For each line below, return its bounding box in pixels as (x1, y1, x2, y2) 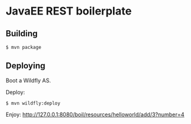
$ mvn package (5, 44, 42, 50)
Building (5, 28, 38, 39)
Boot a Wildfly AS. (5, 77, 51, 84)
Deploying (5, 60, 46, 71)
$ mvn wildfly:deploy (5, 100, 61, 106)
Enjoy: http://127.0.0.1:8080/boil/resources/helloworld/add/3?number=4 (5, 111, 185, 118)
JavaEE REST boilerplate (5, 4, 132, 18)
